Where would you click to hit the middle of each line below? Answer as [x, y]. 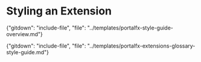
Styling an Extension [59, 11]
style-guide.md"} [28, 52]
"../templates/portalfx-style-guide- [130, 28]
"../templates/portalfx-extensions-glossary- [141, 46]
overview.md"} [25, 34]
